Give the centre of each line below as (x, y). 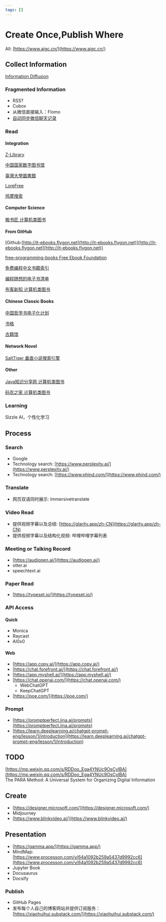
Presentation (26, 834)
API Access (19, 607)
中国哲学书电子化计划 (27, 313)
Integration (17, 143)
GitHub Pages (27, 902)
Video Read (19, 513)
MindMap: (23, 852)
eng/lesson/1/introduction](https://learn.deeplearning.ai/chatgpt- (79, 736)
